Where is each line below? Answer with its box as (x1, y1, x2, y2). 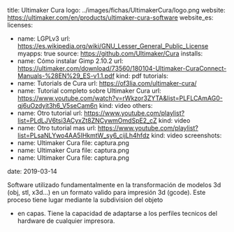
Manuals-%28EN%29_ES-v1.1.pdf (17, 71, 115, 80)
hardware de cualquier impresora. (17, 217, 115, 225)
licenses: (7, 21, 34, 29)
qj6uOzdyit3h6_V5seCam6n (17, 102, 98, 109)
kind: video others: (98, 102, 153, 109)
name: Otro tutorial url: (17, 109, 82, 117)
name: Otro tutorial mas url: (17, 124, 96, 132)
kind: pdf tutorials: (116, 71, 169, 80)
